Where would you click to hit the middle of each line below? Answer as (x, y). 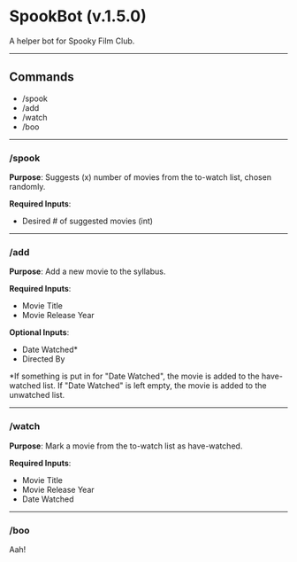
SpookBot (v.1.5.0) (78, 16)
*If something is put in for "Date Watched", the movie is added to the (134, 376)
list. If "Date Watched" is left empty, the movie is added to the (155, 386)
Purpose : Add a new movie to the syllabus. (88, 271)
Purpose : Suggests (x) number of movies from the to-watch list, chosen (141, 177)
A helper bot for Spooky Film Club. (72, 41)
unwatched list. (37, 395)
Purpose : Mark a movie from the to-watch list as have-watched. (126, 446)
